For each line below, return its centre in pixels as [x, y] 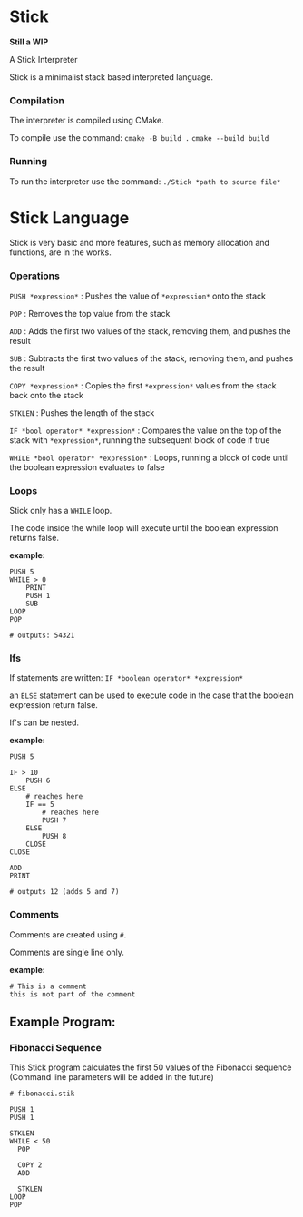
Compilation [37, 100]
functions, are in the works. [60, 252]
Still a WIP [29, 42]
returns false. [34, 538]
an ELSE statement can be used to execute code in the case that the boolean [152, 695]
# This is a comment [49, 986]
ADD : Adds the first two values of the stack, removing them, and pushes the [150, 331]
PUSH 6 [38, 781]
